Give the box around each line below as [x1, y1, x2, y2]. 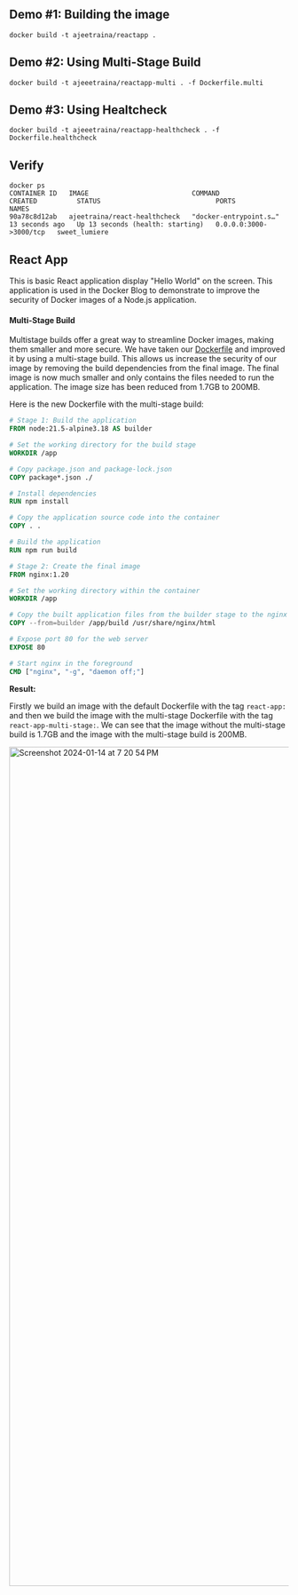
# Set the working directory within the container [9, 586, 200, 595]
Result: [9, 683, 36, 694]
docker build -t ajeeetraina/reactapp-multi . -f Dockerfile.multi [9, 78, 264, 87]
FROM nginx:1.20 [9, 570, 69, 579]
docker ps [9, 181, 46, 190]
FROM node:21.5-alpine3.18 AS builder [9, 425, 153, 433]
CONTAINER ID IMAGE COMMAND [9, 189, 220, 198]
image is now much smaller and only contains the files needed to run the [9, 372, 275, 383]
